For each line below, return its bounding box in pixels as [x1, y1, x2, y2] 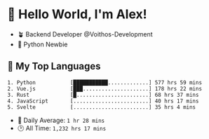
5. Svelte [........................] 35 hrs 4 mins [7, 103, 196, 111]
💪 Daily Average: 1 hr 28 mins [17, 116, 105, 124]
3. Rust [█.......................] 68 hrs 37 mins [7, 91, 199, 98]
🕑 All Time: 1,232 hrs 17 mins [17, 124, 107, 132]
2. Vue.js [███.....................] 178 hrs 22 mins [7, 85, 202, 92]
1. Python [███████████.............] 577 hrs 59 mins [7, 79, 202, 86]
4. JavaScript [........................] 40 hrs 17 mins [7, 98, 199, 105]
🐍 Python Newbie [17, 40, 68, 48]
